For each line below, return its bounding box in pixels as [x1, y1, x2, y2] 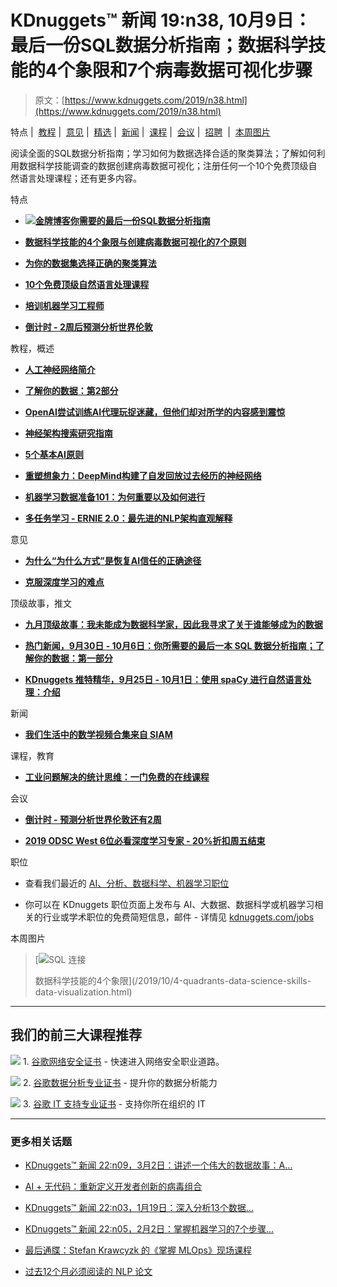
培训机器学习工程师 [24, 299, 105, 311]
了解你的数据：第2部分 [24, 384, 119, 396]
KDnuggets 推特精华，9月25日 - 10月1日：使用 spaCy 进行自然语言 [24, 673, 303, 685]
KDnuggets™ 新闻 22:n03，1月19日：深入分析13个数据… [24, 1202, 254, 1214]
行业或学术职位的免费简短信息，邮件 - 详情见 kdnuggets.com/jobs [42, 911, 315, 923]
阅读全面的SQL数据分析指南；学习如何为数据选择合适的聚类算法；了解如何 [10, 147, 317, 159]
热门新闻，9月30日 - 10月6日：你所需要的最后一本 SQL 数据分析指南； [24, 639, 316, 651]
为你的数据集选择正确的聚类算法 [24, 257, 157, 269]
